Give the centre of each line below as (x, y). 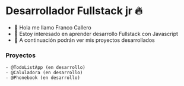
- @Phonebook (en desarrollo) (43, 78)
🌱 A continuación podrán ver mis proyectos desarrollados (84, 40)
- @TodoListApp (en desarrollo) (45, 68)
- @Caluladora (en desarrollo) (44, 73)
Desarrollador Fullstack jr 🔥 (74, 11)
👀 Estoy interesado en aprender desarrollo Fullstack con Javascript (96, 34)
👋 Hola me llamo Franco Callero (53, 27)
